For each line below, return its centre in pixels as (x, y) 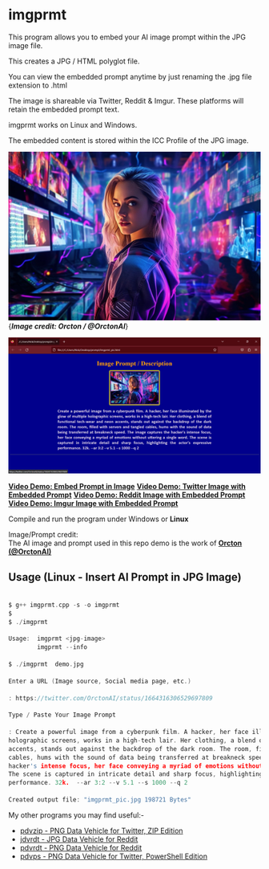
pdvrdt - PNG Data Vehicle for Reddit (81, 847)
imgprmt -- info (62, 647)
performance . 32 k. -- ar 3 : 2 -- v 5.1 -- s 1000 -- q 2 (98, 783)
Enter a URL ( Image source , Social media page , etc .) (100, 681)
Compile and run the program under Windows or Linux (98, 519)
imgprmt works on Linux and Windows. (73, 124)
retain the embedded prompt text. (64, 109)
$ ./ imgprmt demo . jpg (46, 664)
